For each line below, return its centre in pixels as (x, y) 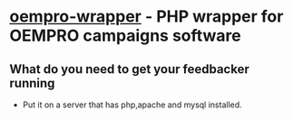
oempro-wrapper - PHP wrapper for (146, 17)
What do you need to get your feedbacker (129, 69)
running (32, 83)
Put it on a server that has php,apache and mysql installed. (132, 105)
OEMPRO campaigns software (126, 36)
